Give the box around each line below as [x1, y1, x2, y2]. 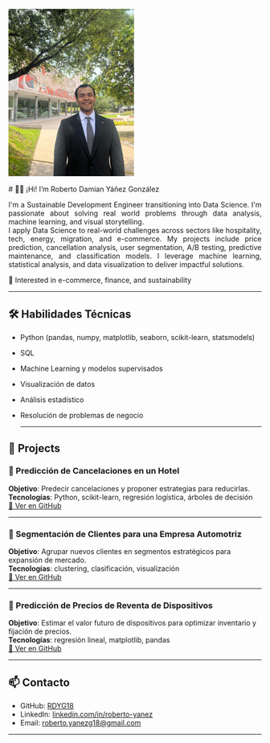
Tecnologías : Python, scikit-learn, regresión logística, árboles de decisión [8, 492, 253, 502]
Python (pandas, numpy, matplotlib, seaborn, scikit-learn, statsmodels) [19, 333, 256, 343]
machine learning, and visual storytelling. [8, 217, 145, 227]
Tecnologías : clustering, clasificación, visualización [8, 564, 180, 573]
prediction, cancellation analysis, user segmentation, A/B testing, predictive [8, 243, 262, 252]
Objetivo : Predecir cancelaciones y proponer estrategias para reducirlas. [8, 483, 251, 493]
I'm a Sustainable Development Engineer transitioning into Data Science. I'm [8, 200, 262, 210]
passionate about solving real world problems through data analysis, [8, 208, 262, 218]
